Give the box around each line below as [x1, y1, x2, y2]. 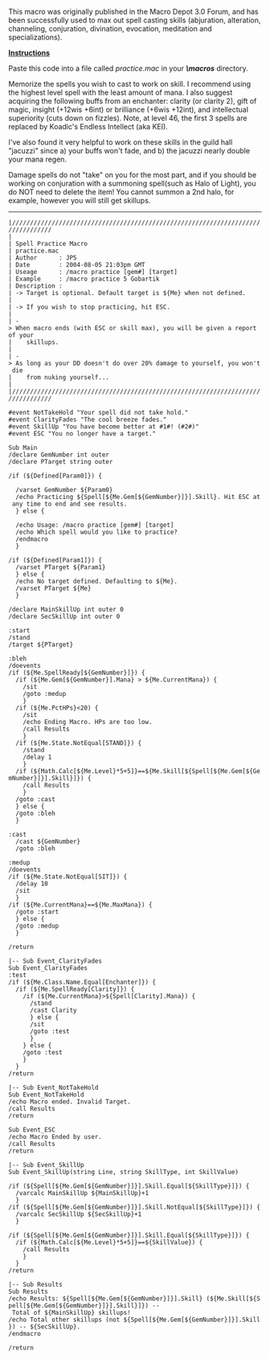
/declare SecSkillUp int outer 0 [8, 612, 121, 620]
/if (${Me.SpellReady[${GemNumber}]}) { [8, 669, 146, 677]
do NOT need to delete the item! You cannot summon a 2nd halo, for [8, 187, 235, 196]
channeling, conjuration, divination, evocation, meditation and [8, 24, 213, 33]
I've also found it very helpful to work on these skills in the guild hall [8, 137, 233, 147]
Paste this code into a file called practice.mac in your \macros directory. [8, 63, 249, 73]
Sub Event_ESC [8, 1126, 56, 1134]
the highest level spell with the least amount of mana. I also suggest [8, 88, 233, 97]
